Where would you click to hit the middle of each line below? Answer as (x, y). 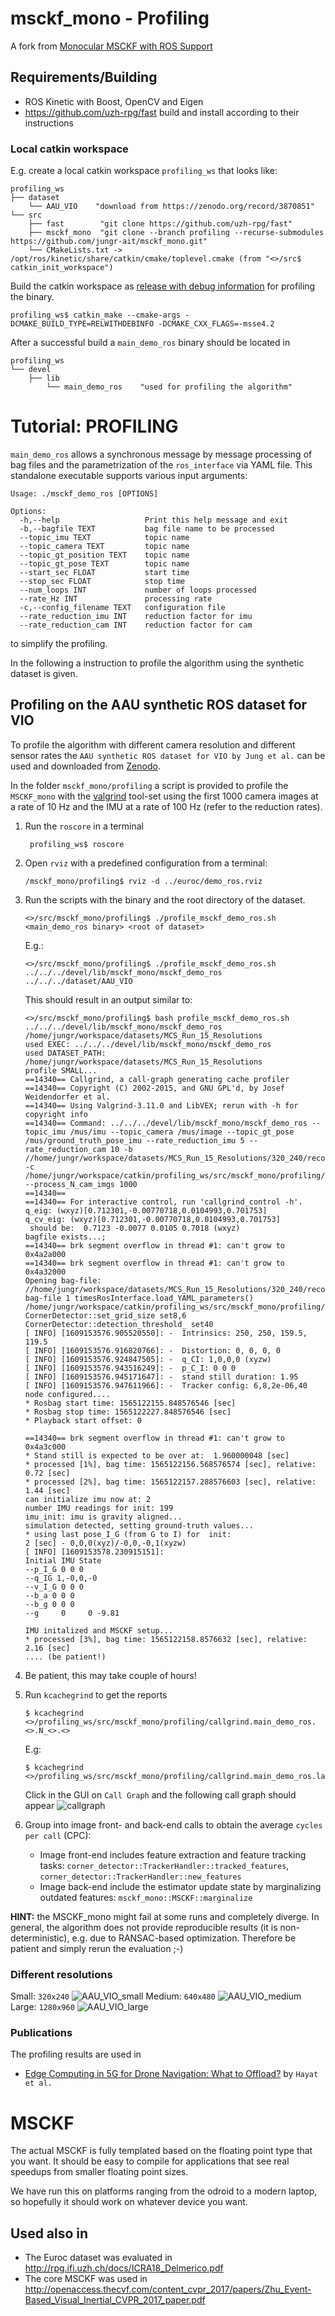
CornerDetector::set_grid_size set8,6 (105, 1315)
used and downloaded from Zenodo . (85, 766)
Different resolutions (61, 1974)
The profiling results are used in (76, 2054)
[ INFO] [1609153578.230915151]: (94, 1552)
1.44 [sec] (47, 1490)
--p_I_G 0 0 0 (54, 1569)
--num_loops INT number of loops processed (138, 590)
